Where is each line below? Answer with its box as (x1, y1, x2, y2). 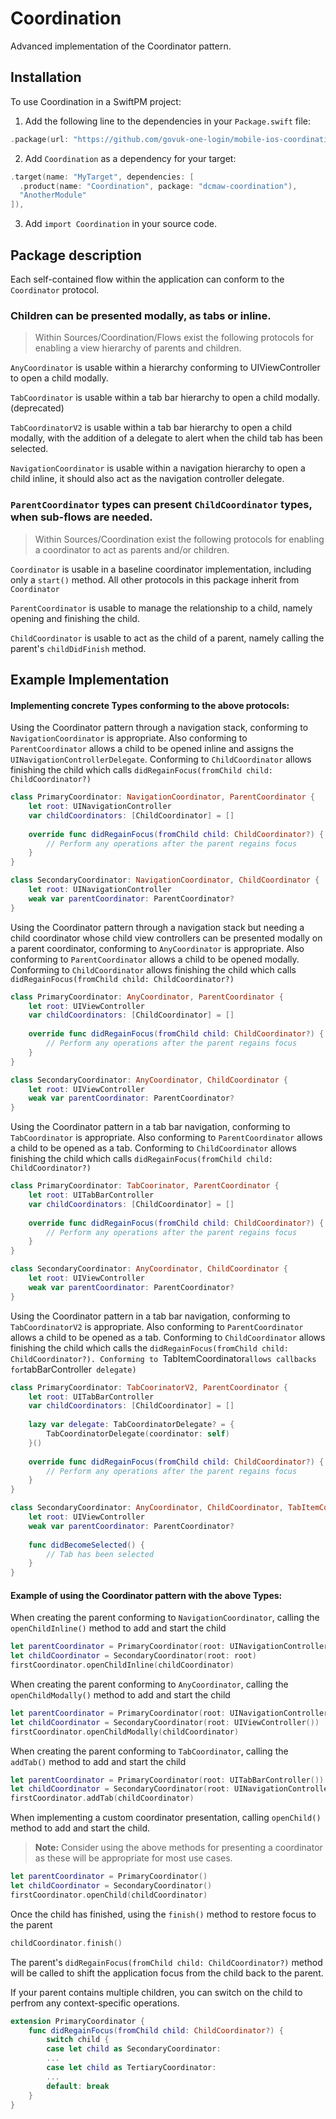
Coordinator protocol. (10, 283, 100, 296)
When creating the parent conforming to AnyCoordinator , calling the (10, 1678, 289, 1690)
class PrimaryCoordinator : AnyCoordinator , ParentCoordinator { (10, 992, 284, 1002)
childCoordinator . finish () (10, 1938, 123, 1948)
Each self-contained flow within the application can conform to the (10, 273, 285, 285)
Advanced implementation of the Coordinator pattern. (10, 40, 232, 52)
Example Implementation (10, 671, 170, 688)
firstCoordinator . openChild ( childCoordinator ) (10, 1890, 208, 1900)
